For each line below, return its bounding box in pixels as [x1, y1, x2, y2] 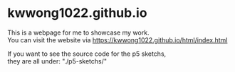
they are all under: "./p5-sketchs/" [7, 56, 108, 65]
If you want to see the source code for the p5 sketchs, [7, 49, 167, 58]
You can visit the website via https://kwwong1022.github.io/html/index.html [7, 35, 228, 44]
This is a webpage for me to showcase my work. [7, 28, 150, 37]
